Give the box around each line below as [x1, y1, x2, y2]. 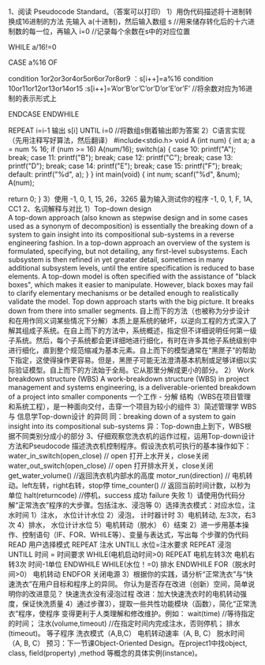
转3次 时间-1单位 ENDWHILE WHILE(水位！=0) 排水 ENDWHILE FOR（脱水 [8, 559, 249, 569]
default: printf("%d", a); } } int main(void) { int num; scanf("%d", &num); [8, 170, 241, 179]
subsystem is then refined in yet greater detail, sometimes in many [8, 255, 225, 264]
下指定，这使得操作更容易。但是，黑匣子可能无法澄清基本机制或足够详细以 [8, 356, 250, 364]
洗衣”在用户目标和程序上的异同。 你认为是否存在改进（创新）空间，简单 [14, 579, 248, 588]
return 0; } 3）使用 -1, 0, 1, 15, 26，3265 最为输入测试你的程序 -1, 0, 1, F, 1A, [8, 194, 253, 204]
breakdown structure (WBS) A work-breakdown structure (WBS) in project [8, 374, 250, 383]
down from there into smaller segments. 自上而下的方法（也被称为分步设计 [8, 306, 251, 316]
